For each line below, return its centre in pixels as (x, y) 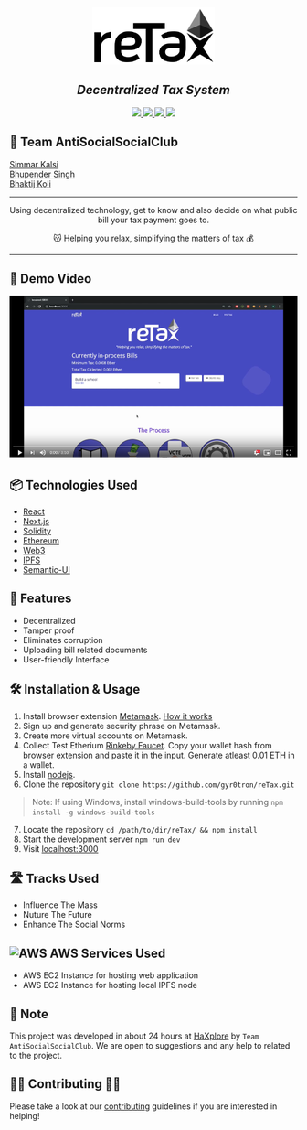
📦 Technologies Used (74, 484)
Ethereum (41, 540)
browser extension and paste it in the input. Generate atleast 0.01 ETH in (159, 755)
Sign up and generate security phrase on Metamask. (122, 726)
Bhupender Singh (42, 174)
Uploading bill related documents (85, 650)
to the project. (36, 1056)
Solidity (37, 531)
